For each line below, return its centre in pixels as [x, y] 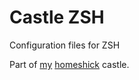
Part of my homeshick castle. [69, 64]
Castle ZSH [57, 17]
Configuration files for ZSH [65, 45]
